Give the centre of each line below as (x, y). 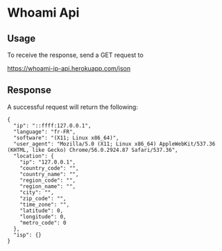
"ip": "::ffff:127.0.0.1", (52, 125)
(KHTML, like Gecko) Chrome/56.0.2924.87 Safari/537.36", (93, 150)
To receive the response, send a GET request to (75, 55)
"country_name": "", (49, 174)
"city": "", (37, 192)
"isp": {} (27, 235)
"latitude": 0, (42, 210)
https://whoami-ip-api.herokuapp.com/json (69, 68)
